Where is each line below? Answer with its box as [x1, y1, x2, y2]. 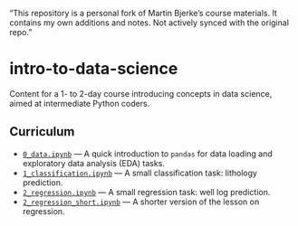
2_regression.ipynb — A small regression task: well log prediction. [22, 186, 271, 197]
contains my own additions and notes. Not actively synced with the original [9, 17, 290, 28]
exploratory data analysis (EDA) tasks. [22, 157, 166, 168]
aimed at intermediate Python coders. [9, 98, 150, 108]
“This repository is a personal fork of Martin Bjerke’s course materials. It [9, 8, 278, 18]
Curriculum [9, 124, 75, 139]
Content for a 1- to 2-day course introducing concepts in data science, [9, 88, 273, 99]
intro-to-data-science [9, 59, 178, 80]
